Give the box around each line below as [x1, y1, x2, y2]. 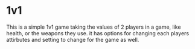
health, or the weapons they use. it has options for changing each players [6, 29, 189, 36]
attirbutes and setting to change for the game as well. [6, 36, 139, 43]
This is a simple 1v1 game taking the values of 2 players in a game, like [6, 23, 181, 30]
